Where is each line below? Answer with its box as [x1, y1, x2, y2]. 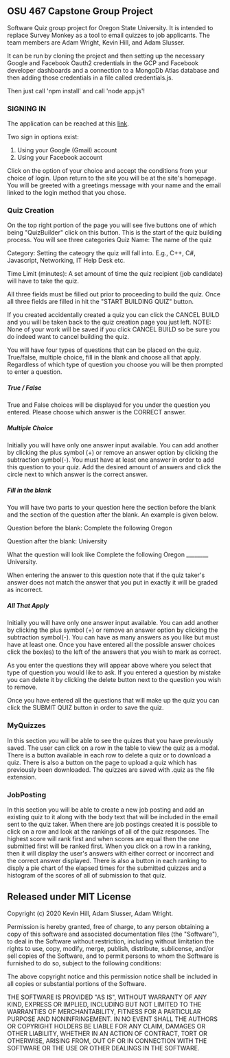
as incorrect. [7, 586, 43, 594]
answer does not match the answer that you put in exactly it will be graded [7, 578, 218, 587]
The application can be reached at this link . [7, 119, 129, 128]
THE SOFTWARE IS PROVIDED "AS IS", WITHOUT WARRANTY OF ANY [7, 993, 207, 1001]
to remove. [7, 683, 38, 692]
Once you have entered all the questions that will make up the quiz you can [7, 696, 220, 705]
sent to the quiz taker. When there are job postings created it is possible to [7, 820, 218, 828]
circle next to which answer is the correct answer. [7, 470, 148, 479]
